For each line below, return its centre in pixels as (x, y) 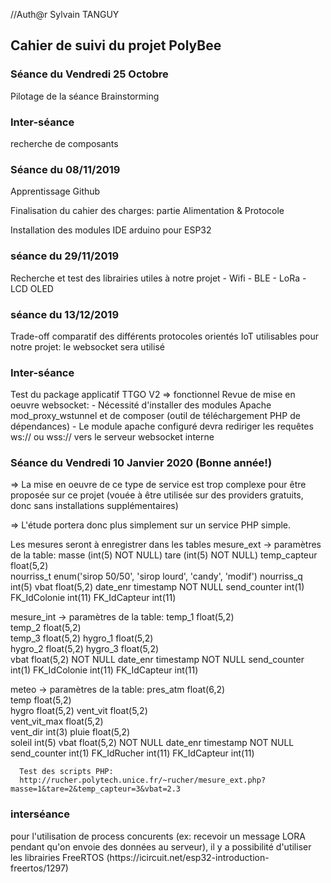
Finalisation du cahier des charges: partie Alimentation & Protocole (147, 211)
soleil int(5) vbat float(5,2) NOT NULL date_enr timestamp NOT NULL (152, 743)
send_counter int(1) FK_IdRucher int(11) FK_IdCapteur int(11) (132, 753)
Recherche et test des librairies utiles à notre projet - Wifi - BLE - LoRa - (158, 278)
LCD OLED (32, 288)
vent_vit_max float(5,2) (57, 721)
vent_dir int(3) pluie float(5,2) (70, 732)
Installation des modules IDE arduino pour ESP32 (111, 230)
